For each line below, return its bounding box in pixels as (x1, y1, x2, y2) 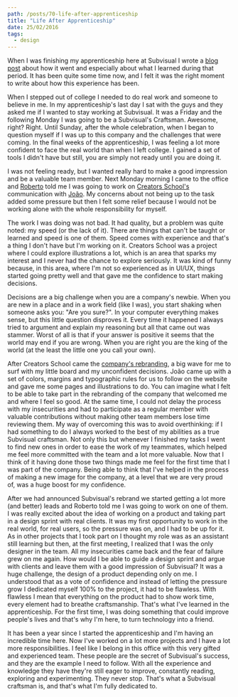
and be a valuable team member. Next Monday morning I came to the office (7, 175, 229, 183)
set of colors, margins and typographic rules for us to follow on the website (7, 375, 227, 383)
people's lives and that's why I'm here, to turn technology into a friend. (7, 615, 215, 624)
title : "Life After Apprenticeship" (7, 17, 116, 24)
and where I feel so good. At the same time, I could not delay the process (7, 398, 222, 406)
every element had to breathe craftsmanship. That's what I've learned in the (7, 600, 229, 609)
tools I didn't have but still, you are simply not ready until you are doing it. (7, 154, 222, 162)
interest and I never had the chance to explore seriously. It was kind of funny (7, 257, 232, 265)
